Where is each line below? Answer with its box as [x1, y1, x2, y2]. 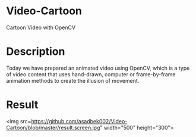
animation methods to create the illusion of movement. [6, 77, 140, 84]
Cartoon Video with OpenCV [6, 24, 76, 31]
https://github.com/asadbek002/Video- [31, 117, 128, 124]
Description [6, 45, 65, 58]
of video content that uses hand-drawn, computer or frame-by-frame [6, 70, 176, 78]
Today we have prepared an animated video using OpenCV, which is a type [6, 64, 190, 71]
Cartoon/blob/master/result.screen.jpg [6, 124, 100, 131]
